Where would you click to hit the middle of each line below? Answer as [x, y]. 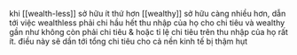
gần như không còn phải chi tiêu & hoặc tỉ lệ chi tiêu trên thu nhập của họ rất [148, 32]
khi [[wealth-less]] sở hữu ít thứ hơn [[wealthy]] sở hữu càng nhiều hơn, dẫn [148, 14]
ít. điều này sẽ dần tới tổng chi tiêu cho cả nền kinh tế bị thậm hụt [129, 41]
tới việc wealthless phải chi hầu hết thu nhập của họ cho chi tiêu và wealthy [147, 23]
